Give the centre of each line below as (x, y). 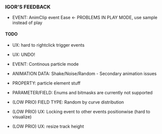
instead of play (27, 23)
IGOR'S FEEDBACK (28, 7)
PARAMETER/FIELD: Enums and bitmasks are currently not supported (82, 92)
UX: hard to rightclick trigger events (48, 45)
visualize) (22, 117)
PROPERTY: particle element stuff (46, 83)
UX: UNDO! (24, 54)
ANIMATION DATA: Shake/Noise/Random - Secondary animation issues (84, 73)
